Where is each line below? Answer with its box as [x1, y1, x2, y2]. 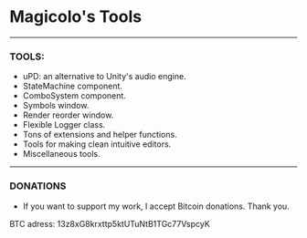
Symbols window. [22, 100, 90, 111]
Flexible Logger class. [22, 119, 106, 130]
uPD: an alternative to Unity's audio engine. [22, 71, 186, 82]
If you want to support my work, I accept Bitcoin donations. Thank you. [22, 201, 290, 212]
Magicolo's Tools [9, 6, 143, 27]
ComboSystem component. [22, 90, 126, 101]
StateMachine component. [22, 80, 123, 92]
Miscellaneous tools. [22, 149, 101, 160]
